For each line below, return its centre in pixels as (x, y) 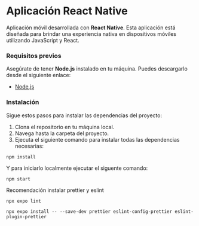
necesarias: (29, 146)
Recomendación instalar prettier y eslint (55, 190)
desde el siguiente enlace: (39, 75)
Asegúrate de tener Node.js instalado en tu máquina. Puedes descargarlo (97, 69)
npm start (19, 179)
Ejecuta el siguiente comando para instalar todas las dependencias (97, 139)
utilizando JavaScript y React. (43, 40)
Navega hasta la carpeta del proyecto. (62, 133)
